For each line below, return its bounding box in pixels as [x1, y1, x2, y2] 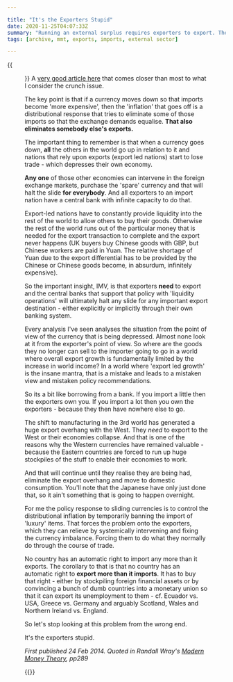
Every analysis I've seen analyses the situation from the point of [24, 325, 207, 334]
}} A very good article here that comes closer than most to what [24, 74, 207, 83]
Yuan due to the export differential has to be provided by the [24, 254, 197, 262]
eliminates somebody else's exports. [24, 124, 134, 133]
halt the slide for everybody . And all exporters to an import [24, 188, 193, 197]
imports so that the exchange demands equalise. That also [24, 117, 193, 126]
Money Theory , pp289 [24, 654, 89, 663]
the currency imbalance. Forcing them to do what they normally [24, 534, 206, 542]
